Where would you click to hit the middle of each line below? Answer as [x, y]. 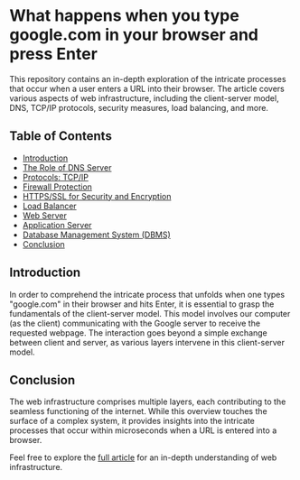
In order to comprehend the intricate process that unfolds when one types [147, 294]
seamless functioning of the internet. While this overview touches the [139, 411]
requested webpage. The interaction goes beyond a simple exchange [139, 332]
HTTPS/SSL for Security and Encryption [97, 196]
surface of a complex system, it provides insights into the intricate [132, 421]
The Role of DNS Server [67, 167]
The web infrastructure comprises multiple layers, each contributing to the [148, 402]
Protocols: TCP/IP [55, 177]
